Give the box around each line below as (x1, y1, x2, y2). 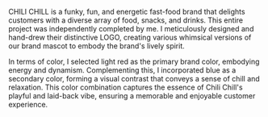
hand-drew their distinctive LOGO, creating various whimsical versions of (8, 32, 252, 42)
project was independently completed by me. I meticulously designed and (8, 24, 254, 33)
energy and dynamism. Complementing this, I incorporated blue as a (8, 65, 237, 75)
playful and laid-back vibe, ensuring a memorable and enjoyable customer (8, 91, 256, 100)
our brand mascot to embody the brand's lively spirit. (8, 41, 186, 51)
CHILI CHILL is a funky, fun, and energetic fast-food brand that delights (8, 7, 245, 16)
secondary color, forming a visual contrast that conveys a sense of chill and (8, 74, 260, 83)
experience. (8, 100, 48, 109)
